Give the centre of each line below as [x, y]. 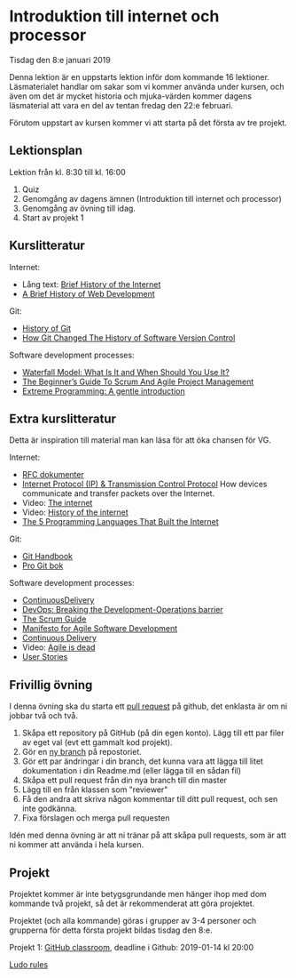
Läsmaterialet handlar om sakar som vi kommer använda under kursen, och [147, 86]
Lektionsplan [46, 151]
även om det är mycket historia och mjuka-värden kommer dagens [131, 96]
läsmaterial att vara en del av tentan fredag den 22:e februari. [121, 105]
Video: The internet [57, 503]
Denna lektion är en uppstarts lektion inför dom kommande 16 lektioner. [140, 76]
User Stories [45, 657]
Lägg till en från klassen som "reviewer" [95, 790]
